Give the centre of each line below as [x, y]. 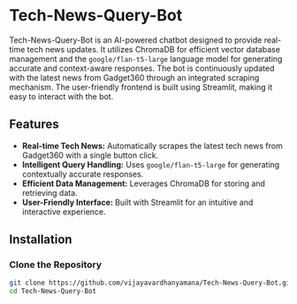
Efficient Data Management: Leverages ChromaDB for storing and [143, 183]
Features [34, 125]
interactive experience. [64, 211]
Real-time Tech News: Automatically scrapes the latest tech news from [152, 145]
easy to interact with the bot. [61, 96]
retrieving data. [49, 192]
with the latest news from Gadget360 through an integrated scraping [134, 77]
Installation [41, 240]
